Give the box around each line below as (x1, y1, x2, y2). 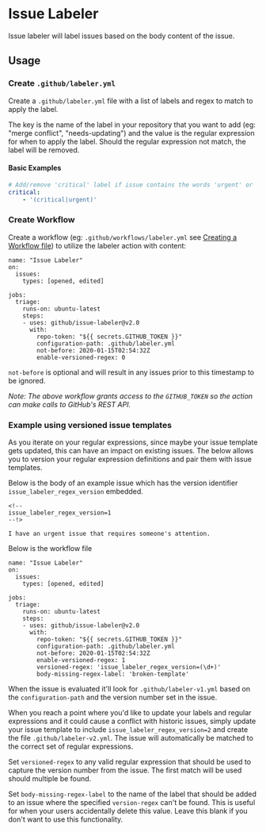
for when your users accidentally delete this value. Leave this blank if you (8, 807, 248, 816)
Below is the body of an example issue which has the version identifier (8, 478, 238, 488)
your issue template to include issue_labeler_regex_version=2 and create (8, 725, 249, 734)
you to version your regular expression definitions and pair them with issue (8, 454, 252, 464)
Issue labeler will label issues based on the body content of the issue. (8, 31, 235, 40)
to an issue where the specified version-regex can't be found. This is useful (8, 798, 256, 807)
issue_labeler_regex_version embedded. (8, 487, 144, 496)
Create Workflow (8, 214, 75, 225)
